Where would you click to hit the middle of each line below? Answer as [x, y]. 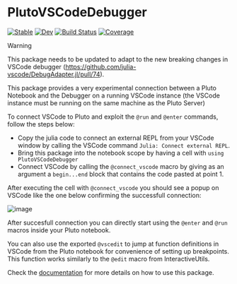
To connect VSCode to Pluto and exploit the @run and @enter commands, [113, 117]
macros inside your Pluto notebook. [59, 230]
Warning [19, 45]
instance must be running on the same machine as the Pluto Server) [106, 102]
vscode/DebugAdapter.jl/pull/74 [54, 74]
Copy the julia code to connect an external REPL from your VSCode [116, 138]
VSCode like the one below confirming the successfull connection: [104, 195]
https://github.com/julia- [101, 66]
